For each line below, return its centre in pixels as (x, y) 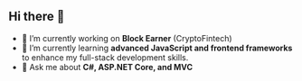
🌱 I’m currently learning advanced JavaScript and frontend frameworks (157, 48)
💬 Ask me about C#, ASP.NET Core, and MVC (107, 67)
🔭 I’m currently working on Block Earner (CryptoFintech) (127, 38)
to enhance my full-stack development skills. (105, 57)
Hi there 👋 (37, 17)
